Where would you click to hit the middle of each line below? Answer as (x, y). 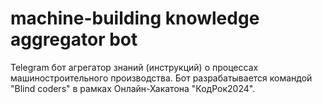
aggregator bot (74, 39)
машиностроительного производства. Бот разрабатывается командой (161, 78)
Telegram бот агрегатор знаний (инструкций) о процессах (134, 67)
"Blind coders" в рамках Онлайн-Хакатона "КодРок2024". (133, 88)
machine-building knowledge (135, 18)
